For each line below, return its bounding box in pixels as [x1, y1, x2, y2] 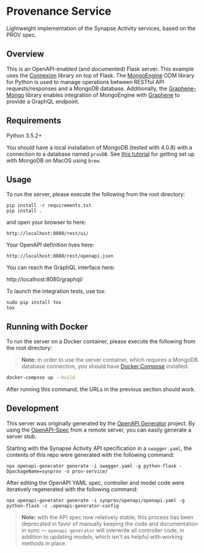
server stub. [6, 432, 37, 440]
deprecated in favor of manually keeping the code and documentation [21, 520, 198, 527]
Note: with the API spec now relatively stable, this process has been [21, 513, 194, 521]
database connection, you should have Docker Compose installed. [21, 363, 189, 370]
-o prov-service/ [64, 468, 108, 475]
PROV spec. [6, 31, 37, 38]
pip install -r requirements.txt [6, 202, 92, 209]
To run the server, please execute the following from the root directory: [6, 191, 186, 198]
